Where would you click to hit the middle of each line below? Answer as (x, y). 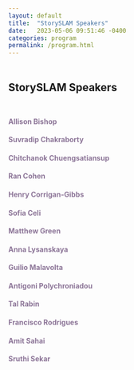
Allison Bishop (33, 121)
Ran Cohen (27, 176)
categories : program (43, 38)
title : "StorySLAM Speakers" (59, 23)
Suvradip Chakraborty (46, 140)
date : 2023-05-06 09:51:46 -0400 (67, 30)
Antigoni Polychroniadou (51, 285)
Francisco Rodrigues (43, 322)
